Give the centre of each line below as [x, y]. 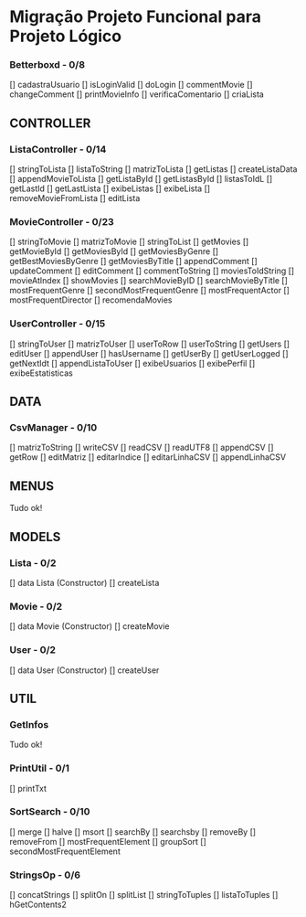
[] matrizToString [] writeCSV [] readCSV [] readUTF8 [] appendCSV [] [142, 448]
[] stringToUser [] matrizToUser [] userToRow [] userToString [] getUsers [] [150, 344]
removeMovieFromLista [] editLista [75, 198]
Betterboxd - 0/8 [47, 65]
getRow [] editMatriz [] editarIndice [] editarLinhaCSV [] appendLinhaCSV [148, 457]
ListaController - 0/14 [58, 149]
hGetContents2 [38, 905]
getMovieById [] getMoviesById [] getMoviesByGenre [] [114, 251]
